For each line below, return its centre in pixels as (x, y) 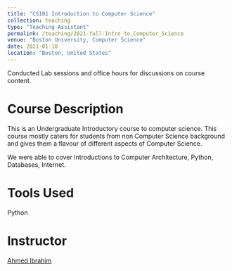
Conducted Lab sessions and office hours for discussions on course (106, 73)
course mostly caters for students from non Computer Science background (116, 136)
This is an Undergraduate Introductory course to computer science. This (112, 128)
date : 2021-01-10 (33, 46)
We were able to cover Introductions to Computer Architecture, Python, (110, 157)
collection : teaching (39, 20)
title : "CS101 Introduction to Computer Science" (82, 14)
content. (19, 80)
